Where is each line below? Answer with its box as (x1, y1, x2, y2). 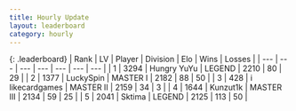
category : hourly (9, 29, 74, 38)
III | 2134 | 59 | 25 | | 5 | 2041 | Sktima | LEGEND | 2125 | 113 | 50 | (9, 91, 248, 102)
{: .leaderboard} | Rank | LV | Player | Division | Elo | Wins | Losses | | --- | (9, 54, 278, 65)
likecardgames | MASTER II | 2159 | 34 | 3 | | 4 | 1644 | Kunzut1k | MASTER (9, 82, 283, 93)
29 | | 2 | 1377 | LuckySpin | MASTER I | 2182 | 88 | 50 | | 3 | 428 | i (9, 73, 253, 83)
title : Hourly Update (9, 12, 90, 22)
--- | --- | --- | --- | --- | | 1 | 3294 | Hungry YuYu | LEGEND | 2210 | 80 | (19, 63, 283, 74)
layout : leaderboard (9, 21, 86, 30)
